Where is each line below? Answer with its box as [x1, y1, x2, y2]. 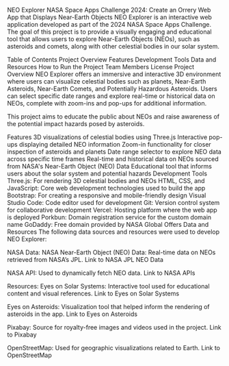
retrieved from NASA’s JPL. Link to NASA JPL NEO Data [7, 256, 164, 263]
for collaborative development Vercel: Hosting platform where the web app [7, 206, 217, 214]
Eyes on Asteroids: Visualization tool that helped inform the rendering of [7, 303, 210, 310]
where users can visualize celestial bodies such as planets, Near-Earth [7, 77, 206, 85]
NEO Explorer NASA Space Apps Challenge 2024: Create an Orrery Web [7, 6, 211, 14]
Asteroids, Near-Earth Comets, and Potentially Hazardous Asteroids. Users [7, 85, 217, 93]
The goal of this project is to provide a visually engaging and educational [7, 27, 212, 36]
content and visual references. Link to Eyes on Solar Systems [7, 289, 180, 297]
